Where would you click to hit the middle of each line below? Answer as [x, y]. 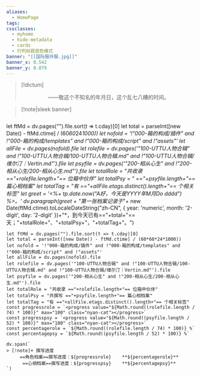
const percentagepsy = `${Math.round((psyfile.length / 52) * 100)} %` [98, 334]
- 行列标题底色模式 [32, 51]
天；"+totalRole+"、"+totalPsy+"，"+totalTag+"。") [70, 223]
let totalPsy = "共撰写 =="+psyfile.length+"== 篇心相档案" [79, 296]
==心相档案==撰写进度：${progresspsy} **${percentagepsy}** [99, 364]
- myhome [23, 34]
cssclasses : [21, 29]
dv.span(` [19, 344]
